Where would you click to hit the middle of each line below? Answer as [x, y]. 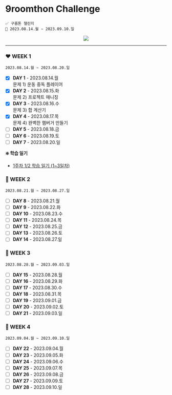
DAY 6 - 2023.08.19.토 [36, 136]
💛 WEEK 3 [18, 253]
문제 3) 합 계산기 [29, 110]
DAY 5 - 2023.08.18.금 [36, 129]
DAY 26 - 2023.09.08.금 [38, 374]
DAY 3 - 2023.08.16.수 [36, 103]
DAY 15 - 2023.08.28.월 [38, 275]
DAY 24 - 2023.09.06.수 [38, 361]
